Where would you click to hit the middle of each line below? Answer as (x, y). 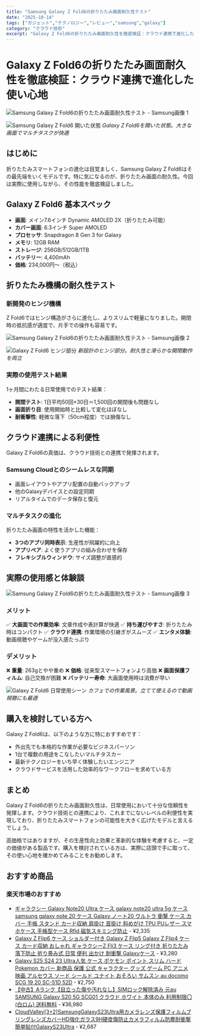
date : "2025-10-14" (30, 17)
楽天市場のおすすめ (34, 894)
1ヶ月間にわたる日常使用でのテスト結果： (57, 389)
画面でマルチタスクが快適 (37, 133)
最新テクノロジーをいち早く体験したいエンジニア (75, 762)
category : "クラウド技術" (36, 28)
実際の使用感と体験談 (45, 578)
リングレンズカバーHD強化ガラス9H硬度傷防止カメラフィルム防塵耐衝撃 (103, 1019)
